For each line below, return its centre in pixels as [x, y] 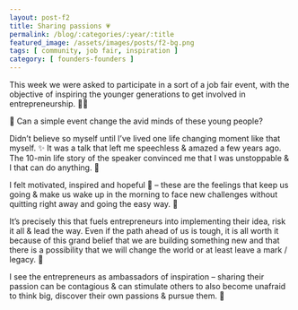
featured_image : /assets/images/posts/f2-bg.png [102, 43]
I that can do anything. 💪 [55, 168]
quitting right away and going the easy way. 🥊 [94, 204]
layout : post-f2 [39, 17]
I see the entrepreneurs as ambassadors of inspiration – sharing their [137, 277]
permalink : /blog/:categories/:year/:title [92, 34]
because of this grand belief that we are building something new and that [145, 240]
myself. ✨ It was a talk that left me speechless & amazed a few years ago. [145, 148]
